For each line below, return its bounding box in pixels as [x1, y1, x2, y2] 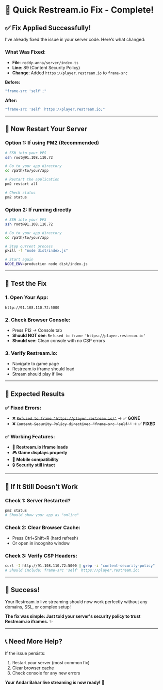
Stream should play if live [12, 371, 63, 377]
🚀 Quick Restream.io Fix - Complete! [5, 4, 154, 16]
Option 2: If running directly [5, 206, 72, 213]
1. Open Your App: [5, 294, 49, 301]
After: [5, 98, 17, 103]
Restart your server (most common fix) [12, 659, 90, 665]
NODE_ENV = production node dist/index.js [5, 262, 88, 266]
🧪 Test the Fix [5, 279, 47, 288]
